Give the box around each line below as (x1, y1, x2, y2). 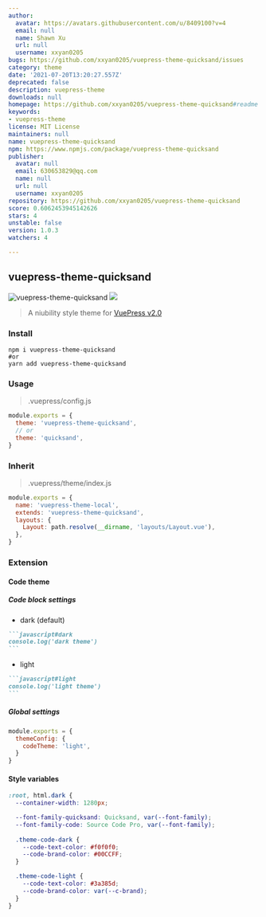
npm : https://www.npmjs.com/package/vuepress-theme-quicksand (8, 145, 219, 153)
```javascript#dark (8, 630, 73, 638)
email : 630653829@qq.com (15, 167, 98, 175)
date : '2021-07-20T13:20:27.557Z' (8, 71, 123, 79)
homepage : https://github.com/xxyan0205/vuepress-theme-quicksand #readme (8, 100, 259, 108)
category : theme (8, 64, 62, 72)
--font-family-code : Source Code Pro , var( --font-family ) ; (15, 821, 216, 829)
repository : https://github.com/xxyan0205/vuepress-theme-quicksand (8, 197, 241, 205)
